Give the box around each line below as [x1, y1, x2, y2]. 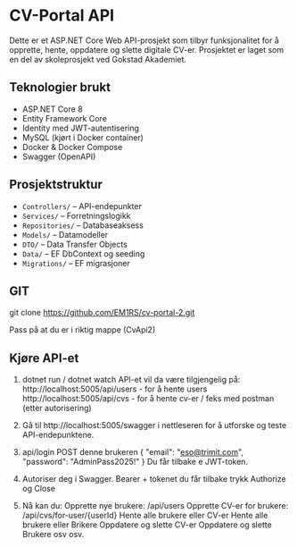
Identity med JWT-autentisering [21, 122, 140, 133]
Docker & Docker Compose [21, 141, 123, 152]
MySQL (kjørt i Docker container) [21, 131, 144, 143]
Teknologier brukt [9, 80, 111, 95]
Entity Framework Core [21, 113, 107, 123]
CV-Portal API [9, 5, 114, 26]
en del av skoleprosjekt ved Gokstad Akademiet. [9, 54, 187, 64]
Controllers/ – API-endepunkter [21, 200, 143, 211]
